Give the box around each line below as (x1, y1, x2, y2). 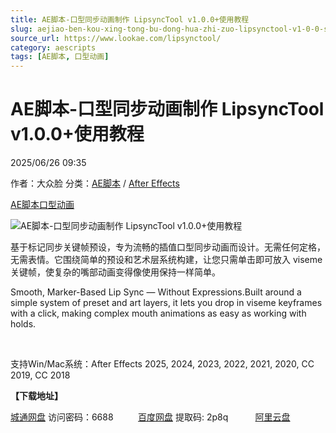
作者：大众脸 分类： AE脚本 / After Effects (10, 177, 180, 190)
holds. (10, 318, 37, 330)
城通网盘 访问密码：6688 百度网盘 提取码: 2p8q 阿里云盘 (10, 411, 291, 423)
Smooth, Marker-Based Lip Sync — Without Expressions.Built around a (10, 286, 302, 298)
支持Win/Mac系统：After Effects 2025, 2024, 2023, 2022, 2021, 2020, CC (10, 358, 315, 370)
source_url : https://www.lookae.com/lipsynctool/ (10, 33, 222, 43)
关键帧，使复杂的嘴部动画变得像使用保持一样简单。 (10, 266, 221, 278)
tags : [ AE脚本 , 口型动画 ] (10, 52, 110, 62)
